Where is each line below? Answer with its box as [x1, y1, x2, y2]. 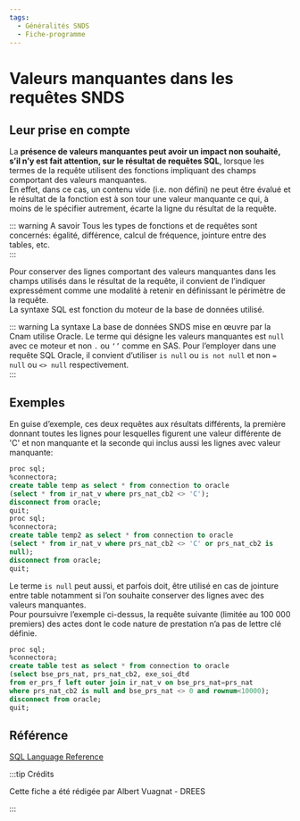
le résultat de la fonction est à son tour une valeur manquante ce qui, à [9, 194, 270, 205]
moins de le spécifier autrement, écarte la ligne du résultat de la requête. [9, 203, 277, 214]
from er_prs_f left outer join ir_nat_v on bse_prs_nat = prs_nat [9, 678, 254, 688]
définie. [9, 627, 37, 639]
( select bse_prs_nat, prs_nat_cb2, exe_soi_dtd [9, 670, 190, 679]
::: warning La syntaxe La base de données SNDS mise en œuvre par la [9, 322, 271, 332]
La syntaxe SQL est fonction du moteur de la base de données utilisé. [9, 305, 265, 315]
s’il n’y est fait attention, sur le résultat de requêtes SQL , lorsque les [9, 155, 265, 166]
